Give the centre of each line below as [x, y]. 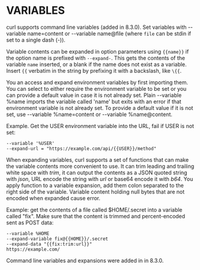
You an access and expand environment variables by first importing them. [97, 82]
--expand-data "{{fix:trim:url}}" [49, 244]
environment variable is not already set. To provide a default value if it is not [100, 108]
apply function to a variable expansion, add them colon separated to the [95, 185]
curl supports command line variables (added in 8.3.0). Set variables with [96, 27]
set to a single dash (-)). [36, 40]
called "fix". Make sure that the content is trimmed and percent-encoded [96, 216]
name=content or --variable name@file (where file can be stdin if [109, 33]
